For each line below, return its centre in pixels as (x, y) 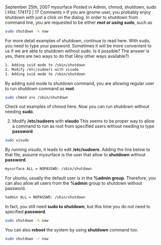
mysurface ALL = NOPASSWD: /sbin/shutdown (48, 169)
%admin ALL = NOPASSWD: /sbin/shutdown (45, 197)
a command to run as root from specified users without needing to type (83, 126)
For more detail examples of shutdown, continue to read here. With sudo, (78, 40)
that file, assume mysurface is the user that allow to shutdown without (75, 155)
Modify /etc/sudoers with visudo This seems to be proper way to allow (83, 121)
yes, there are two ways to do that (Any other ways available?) (67, 56)
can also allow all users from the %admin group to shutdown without (74, 183)
